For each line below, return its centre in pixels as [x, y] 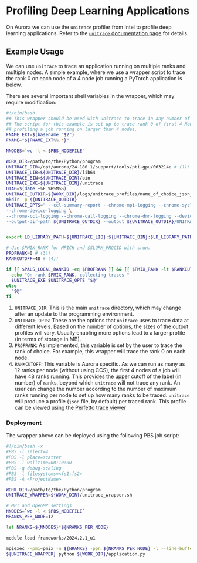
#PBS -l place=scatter [34, 457]
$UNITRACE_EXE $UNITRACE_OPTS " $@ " [55, 280]
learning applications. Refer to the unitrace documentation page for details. [97, 33]
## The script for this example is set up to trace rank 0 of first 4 [94, 124]
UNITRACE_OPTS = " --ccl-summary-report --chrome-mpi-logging [81, 205]
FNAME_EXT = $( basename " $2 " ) [40, 135]
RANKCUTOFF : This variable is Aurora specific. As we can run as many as [100, 364]
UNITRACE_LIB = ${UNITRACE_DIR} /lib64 [51, 172]
